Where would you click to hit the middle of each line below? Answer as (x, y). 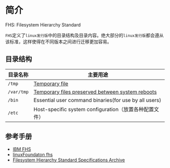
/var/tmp (18, 92)
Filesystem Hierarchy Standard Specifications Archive (69, 160)
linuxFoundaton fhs (33, 154)
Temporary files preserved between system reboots (95, 92)
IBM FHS (22, 149)
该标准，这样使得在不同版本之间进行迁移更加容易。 (58, 42)
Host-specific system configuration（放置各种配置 (94, 109)
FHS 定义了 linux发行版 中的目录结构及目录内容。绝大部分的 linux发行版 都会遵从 (84, 35)
